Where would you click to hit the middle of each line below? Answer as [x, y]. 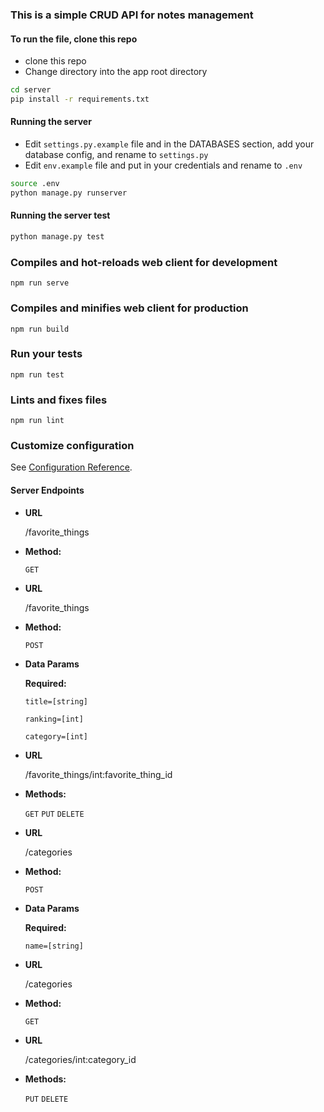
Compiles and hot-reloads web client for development [144, 262]
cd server [31, 90]
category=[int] [56, 736]
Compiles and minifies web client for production [129, 308]
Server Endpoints [47, 490]
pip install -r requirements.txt [80, 99]
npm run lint [37, 421]
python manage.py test [57, 237]
